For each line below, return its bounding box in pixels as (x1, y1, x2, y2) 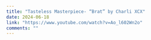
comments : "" (6, 25, 39, 31)
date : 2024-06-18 (6, 14, 50, 20)
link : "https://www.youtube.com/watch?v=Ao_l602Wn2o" (6, 19, 143, 25)
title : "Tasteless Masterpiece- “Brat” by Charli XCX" (6, 8, 146, 15)
